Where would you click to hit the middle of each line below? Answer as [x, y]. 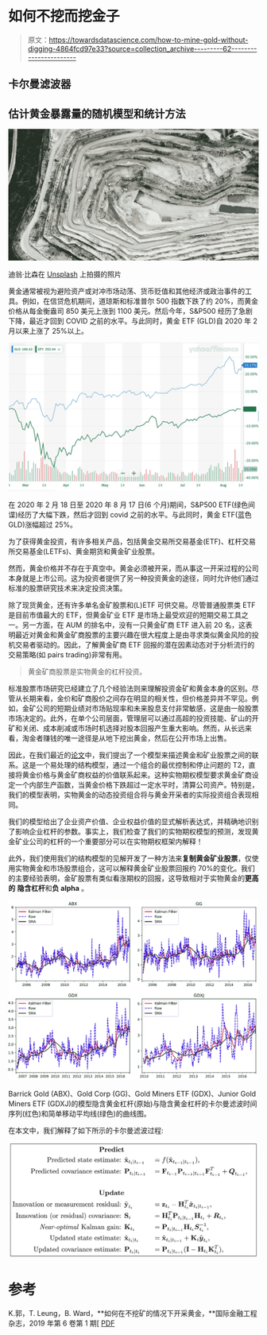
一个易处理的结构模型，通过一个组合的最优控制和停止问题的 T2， [142, 764]
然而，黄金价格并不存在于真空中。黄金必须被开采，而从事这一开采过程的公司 [133, 568]
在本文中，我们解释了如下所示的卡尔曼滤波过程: [86, 1131]
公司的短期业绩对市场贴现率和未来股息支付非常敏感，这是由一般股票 [147, 708]
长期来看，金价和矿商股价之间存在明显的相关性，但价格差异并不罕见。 [137, 698]
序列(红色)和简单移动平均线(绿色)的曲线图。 [79, 1114]
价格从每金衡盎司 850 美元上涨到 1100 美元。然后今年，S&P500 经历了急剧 [130, 311]
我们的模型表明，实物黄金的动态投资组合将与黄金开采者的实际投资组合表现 [130, 795]
